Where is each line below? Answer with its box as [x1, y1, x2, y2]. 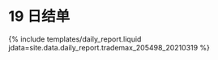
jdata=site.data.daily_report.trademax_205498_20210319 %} [8, 42, 211, 52]
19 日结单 [8, 7, 71, 26]
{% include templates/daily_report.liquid [8, 34, 142, 44]
